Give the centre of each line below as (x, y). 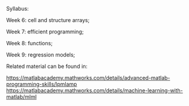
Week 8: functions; (29, 43)
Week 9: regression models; (41, 55)
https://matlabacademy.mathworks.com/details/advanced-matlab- (88, 78)
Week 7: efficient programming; (45, 32)
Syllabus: (17, 9)
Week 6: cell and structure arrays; (48, 20)
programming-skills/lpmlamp (42, 84)
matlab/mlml (22, 97)
